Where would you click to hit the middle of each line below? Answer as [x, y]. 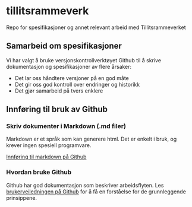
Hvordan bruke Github [39, 172]
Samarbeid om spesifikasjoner [64, 46]
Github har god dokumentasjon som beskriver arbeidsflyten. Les [85, 185]
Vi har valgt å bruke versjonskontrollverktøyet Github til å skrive [84, 60]
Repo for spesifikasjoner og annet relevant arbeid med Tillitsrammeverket [96, 27]
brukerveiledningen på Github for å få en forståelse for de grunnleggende [96, 192]
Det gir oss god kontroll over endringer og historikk [77, 84]
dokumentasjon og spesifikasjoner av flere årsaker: [69, 66]
